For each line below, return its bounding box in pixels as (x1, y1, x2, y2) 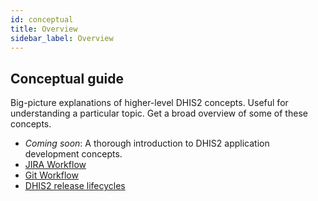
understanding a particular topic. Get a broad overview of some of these (10, 107, 308, 120)
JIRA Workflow (24, 159, 87, 171)
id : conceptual (10, 14, 74, 25)
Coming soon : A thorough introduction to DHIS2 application (24, 137, 270, 150)
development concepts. (24, 148, 123, 160)
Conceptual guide (10, 70, 124, 87)
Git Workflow (24, 169, 79, 181)
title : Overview (10, 24, 78, 34)
